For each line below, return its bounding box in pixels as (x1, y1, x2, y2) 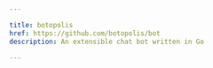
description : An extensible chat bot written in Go (9, 37, 204, 46)
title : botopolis (9, 20, 74, 29)
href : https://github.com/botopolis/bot (9, 28, 162, 38)
